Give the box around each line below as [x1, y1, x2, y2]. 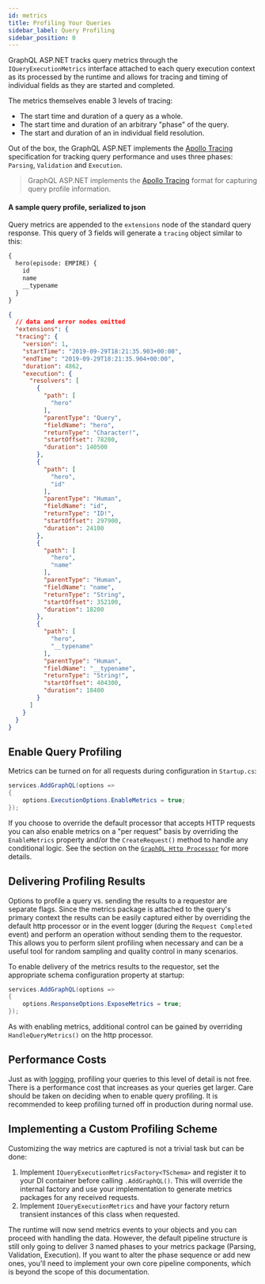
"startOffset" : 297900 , [43, 517, 123, 525]
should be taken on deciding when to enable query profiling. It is [8, 1091, 218, 1100]
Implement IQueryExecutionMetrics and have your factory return [19, 1201, 230, 1210]
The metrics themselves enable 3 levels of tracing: [8, 96, 173, 105]
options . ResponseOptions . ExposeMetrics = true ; [22, 1000, 182, 1008]
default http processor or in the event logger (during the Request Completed [8, 921, 253, 931]
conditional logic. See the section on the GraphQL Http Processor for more [8, 843, 249, 853]
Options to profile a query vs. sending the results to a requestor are [8, 896, 228, 905]
